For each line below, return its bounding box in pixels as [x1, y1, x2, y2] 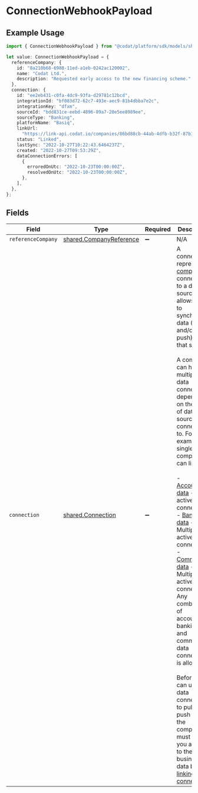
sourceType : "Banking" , [16, 114, 75, 121]
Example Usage [6, 28, 65, 38]
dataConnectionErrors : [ [16, 153, 78, 159]
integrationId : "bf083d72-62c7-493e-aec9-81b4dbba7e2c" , [16, 98, 160, 104]
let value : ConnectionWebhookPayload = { [6, 54, 110, 60]
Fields [6, 208, 29, 218]
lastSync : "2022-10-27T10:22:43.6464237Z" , [16, 142, 126, 148]
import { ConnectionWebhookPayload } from [6, 43, 112, 49]
